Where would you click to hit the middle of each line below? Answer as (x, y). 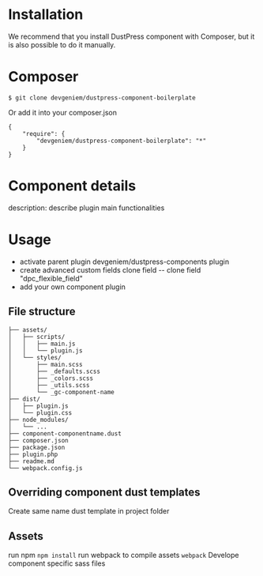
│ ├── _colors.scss (51, 378)
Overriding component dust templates (104, 492)
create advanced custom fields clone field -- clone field (110, 269)
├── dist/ (24, 399)
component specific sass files (57, 563)
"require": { (44, 134)
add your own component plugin (73, 287)
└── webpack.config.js (45, 468)
